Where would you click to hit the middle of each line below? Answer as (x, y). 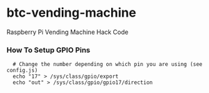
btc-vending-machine (72, 13)
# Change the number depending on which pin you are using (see (108, 65)
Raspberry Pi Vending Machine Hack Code (68, 32)
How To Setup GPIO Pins (49, 50)
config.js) (22, 71)
